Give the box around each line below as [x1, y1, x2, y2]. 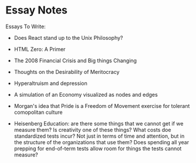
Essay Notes [5, 4, 68, 17]
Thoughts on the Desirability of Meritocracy [13, 68, 120, 75]
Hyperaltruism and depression [13, 80, 87, 87]
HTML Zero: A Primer [13, 45, 66, 53]
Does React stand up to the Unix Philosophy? [13, 34, 123, 41]
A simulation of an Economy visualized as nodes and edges [13, 91, 158, 98]
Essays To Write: [5, 23, 46, 30]
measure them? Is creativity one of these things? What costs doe [13, 126, 171, 133]
